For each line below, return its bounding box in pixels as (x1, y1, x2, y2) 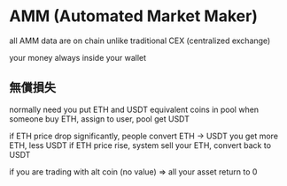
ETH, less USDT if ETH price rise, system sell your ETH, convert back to (9, 139, 272, 151)
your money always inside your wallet (9, 52, 147, 63)
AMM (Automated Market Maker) (9, 6, 259, 26)
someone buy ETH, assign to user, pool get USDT (9, 113, 190, 124)
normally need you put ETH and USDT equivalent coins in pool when (9, 104, 260, 115)
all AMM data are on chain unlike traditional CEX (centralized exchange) (9, 35, 271, 46)
